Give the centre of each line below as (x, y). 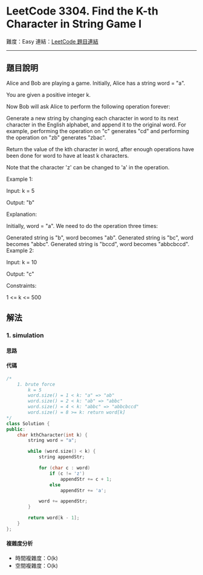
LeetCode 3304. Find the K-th (82, 11)
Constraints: (21, 285)
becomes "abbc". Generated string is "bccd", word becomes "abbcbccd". (98, 244)
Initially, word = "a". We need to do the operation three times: (82, 226)
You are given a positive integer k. (49, 94)
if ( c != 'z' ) (67, 473)
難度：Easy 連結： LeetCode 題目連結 (52, 41)
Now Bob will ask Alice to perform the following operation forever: (88, 106)
